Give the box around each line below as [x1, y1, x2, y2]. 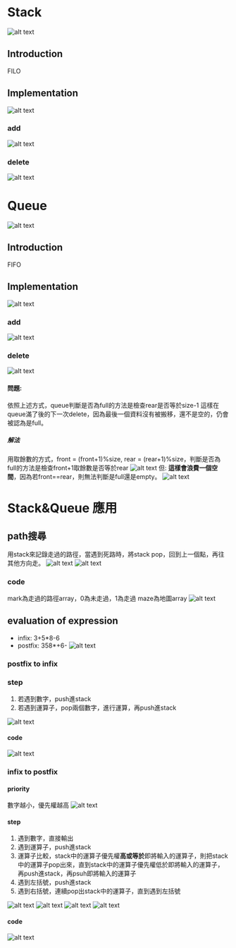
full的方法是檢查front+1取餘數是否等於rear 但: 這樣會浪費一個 [7, 463, 212, 473]
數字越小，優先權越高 [7, 801, 69, 810]
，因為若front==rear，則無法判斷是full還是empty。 [13, 473, 161, 481]
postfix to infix [7, 659, 58, 669]
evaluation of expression [7, 615, 118, 627]
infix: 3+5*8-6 [17, 633, 60, 642]
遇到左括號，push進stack [17, 878, 92, 887]
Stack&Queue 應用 [7, 500, 118, 516]
